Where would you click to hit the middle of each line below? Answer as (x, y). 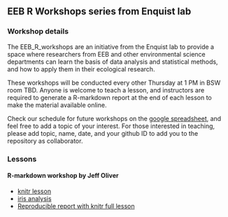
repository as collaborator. (45, 141)
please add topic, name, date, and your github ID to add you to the (103, 133)
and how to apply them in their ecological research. (81, 69)
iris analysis (34, 198)
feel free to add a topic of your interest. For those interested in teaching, (111, 126)
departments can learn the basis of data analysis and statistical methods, (113, 62)
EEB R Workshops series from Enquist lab (99, 12)
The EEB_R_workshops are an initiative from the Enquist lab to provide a (111, 47)
